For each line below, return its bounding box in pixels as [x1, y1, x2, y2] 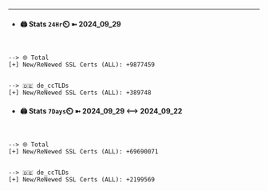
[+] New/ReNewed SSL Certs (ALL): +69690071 [8, 148, 159, 156]
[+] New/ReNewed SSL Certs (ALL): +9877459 [8, 61, 156, 69]
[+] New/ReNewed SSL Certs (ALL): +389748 [8, 89, 152, 97]
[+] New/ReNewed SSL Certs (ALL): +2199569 [8, 176, 156, 184]
